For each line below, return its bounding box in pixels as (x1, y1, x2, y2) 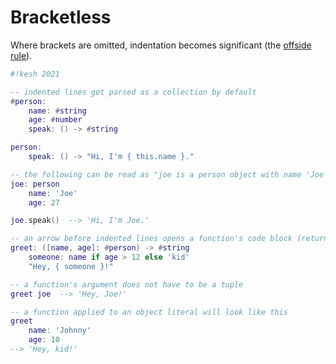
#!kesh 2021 (10, 69, 60, 79)
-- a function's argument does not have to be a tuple (10, 279, 244, 290)
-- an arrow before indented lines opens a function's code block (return (10, 234, 329, 244)
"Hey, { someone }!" (28, 261, 114, 271)
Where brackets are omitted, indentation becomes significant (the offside (10, 39, 312, 51)
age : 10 (28, 335, 60, 345)
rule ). (10, 49, 33, 61)
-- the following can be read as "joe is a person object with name (10, 169, 302, 180)
